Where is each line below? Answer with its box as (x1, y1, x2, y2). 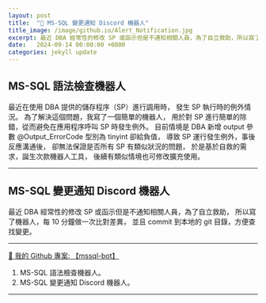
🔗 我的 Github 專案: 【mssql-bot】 (8, 251, 120, 260)
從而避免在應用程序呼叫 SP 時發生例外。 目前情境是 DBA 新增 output (21, 122, 245, 131)
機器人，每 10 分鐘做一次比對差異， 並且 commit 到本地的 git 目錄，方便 (14, 217, 249, 226)
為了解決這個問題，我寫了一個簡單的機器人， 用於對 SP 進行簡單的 (23, 112, 240, 121)
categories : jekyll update (8, 48, 97, 56)
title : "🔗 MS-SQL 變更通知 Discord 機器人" (8, 19, 149, 27)
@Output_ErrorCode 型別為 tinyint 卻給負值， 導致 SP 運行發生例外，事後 (17, 131, 256, 141)
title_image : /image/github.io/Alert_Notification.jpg (8, 26, 193, 34)
